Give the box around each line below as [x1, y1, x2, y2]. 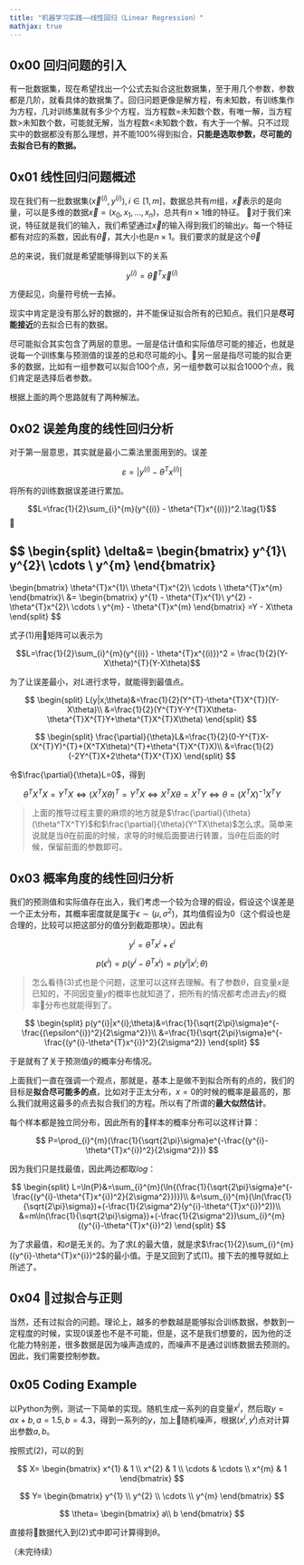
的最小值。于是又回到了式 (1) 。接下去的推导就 [105, 1249, 274, 1261]
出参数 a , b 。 [9, 1425, 55, 1436]
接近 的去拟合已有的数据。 [16, 319, 113, 330]
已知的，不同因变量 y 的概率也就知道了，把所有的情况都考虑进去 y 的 [31, 988, 279, 999]
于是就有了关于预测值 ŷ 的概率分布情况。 [9, 1055, 157, 1066]
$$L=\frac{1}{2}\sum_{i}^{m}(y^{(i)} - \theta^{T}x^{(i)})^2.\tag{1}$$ [27, 503, 277, 514]
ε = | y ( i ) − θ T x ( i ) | [121, 465, 183, 477]
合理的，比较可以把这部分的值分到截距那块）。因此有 [9, 919, 204, 930]
